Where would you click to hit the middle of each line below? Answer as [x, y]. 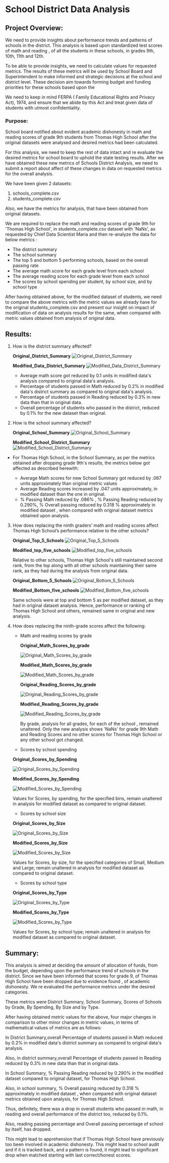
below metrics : [21, 240]
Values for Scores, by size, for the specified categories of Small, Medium [88, 863]
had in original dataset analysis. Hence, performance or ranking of [81, 605]
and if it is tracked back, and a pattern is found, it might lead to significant [82, 1149]
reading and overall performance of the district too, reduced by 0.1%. [77, 1114]
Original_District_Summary [42, 356]
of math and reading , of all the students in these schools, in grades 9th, [80, 51]
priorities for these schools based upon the [50, 87]
